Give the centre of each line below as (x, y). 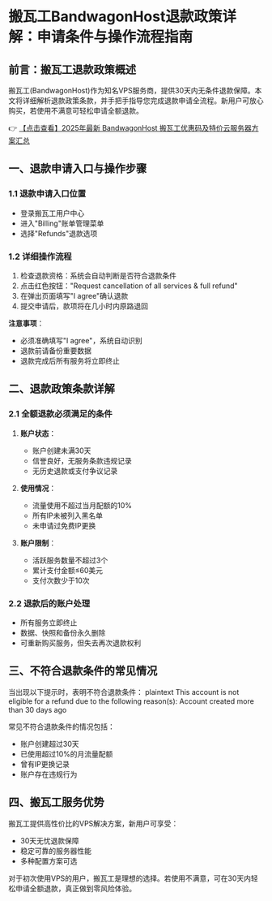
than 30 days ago (38, 709)
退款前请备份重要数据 (55, 351)
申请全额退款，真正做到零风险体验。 (75, 888)
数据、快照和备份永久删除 (63, 632)
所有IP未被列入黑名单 (68, 515)
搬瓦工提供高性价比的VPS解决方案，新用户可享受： (93, 823)
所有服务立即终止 (49, 623)
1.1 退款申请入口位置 (47, 194)
